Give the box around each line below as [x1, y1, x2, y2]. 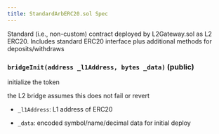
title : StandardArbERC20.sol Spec [7, 10, 109, 18]
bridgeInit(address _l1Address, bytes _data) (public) [7, 62, 194, 72]
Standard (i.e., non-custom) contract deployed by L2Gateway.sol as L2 [7, 29, 212, 38]
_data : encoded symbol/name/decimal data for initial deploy [17, 119, 191, 127]
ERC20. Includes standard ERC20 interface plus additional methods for [7, 36, 212, 46]
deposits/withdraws [7, 44, 65, 53]
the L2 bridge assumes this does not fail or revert [7, 91, 150, 100]
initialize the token [7, 78, 60, 86]
